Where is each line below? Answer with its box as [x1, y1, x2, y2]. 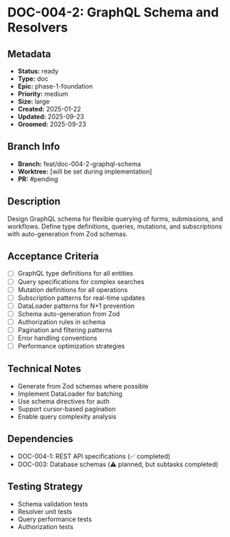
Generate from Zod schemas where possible [17, 381, 149, 390]
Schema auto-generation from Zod [17, 309, 120, 318]
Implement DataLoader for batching [17, 389, 122, 398]
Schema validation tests [17, 499, 88, 508]
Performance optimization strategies [17, 342, 125, 350]
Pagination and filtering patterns [17, 326, 113, 334]
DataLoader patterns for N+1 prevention [17, 301, 135, 310]
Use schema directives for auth [17, 397, 110, 406]
